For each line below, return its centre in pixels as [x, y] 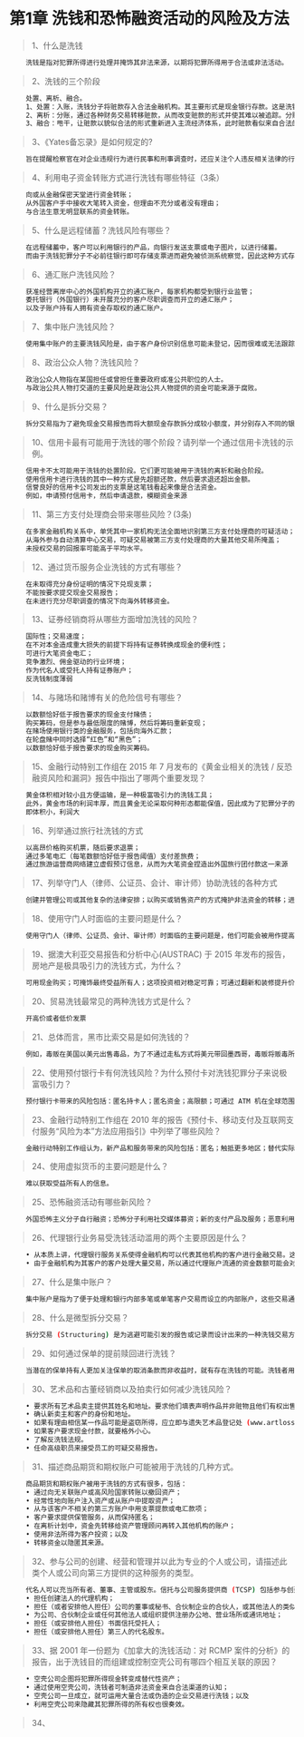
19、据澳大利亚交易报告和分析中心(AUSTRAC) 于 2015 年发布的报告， [161, 954]
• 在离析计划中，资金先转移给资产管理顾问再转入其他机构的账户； [131, 1526]
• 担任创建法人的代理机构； [70, 1598]
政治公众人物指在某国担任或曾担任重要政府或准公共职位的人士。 [127, 380]
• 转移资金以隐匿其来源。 [67, 1543]
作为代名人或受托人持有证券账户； [80, 670]
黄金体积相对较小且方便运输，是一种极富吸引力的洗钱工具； [120, 795]
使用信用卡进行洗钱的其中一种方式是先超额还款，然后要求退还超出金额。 [140, 479]
